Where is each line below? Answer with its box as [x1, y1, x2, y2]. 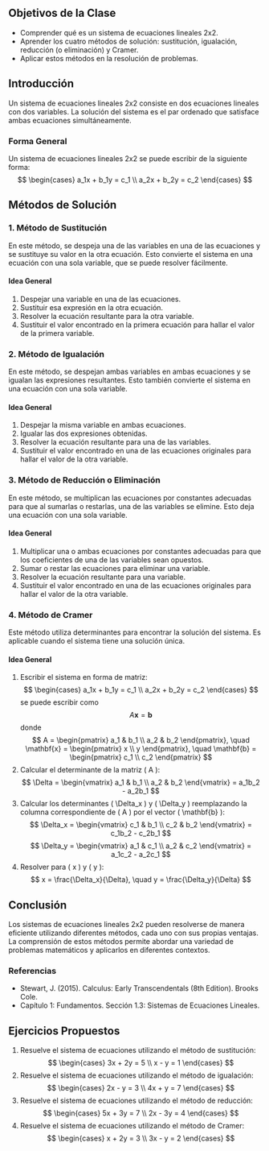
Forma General [8, 135, 67, 147]
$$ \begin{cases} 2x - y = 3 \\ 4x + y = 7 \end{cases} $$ [47, 1083, 235, 1093]
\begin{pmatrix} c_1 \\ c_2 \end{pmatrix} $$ [69, 752, 213, 762]
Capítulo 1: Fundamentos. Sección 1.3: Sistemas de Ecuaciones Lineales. [19, 1000, 260, 1010]
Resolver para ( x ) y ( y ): [19, 862, 104, 872]
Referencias [8, 966, 57, 977]
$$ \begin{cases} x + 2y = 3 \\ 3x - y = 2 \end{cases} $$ [47, 1133, 235, 1143]
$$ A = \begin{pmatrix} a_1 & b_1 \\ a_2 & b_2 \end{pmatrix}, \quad [31, 735, 251, 745]
